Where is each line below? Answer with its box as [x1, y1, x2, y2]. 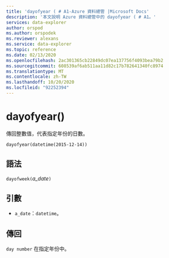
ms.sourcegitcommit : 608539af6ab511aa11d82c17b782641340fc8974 [6, 63, 164, 69]
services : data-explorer [6, 19, 67, 25]
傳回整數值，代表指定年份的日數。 [6, 130, 88, 137]
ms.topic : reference [6, 47, 57, 53]
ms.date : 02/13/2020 [6, 52, 57, 58]
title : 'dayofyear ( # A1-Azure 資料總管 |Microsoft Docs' [6, 8, 150, 15]
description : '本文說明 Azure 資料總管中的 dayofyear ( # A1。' [6, 14, 157, 20]
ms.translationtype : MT [6, 68, 64, 74]
